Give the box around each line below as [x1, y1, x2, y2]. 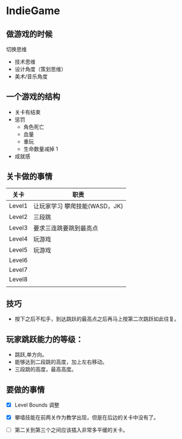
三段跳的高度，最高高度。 [14, 366, 77, 373]
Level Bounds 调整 [14, 401, 60, 408]
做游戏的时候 [6, 29, 53, 39]
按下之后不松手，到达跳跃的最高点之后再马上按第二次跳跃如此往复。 [14, 315, 180, 322]
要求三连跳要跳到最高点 [33, 224, 99, 232]
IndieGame [6, 4, 60, 18]
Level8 [9, 275, 28, 283]
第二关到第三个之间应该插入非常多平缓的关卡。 [14, 427, 128, 434]
